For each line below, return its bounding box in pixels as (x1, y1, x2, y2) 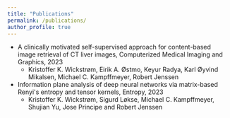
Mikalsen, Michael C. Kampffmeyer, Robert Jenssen (28, 73, 178, 81)
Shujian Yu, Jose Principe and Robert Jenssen (28, 103, 163, 112)
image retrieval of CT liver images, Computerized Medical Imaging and (17, 50, 224, 59)
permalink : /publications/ (7, 17, 87, 24)
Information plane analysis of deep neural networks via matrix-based (17, 81, 219, 89)
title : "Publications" (7, 10, 74, 18)
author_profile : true (7, 23, 71, 30)
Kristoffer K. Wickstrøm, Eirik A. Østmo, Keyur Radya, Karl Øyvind (28, 65, 219, 74)
